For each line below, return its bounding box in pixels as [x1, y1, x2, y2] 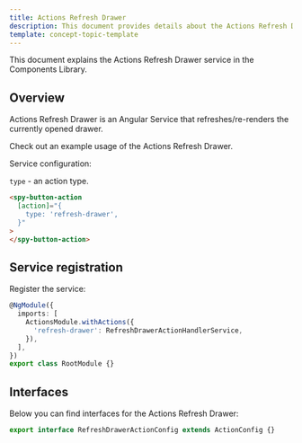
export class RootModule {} [9, 359, 115, 368]
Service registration [9, 260, 124, 275]
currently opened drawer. [9, 123, 103, 135]
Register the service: [9, 284, 86, 295]
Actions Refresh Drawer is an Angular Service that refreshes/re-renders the [9, 114, 289, 125]
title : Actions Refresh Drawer [9, 13, 127, 22]
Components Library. [9, 64, 88, 75]
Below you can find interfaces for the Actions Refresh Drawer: [9, 408, 239, 419]
